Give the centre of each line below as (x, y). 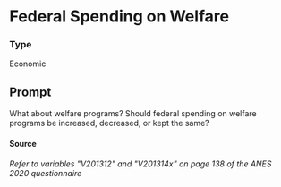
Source (23, 143)
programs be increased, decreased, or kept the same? (109, 123)
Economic (28, 64)
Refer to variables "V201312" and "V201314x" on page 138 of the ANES (140, 164)
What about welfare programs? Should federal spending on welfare (133, 114)
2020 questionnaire (46, 174)
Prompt (30, 92)
